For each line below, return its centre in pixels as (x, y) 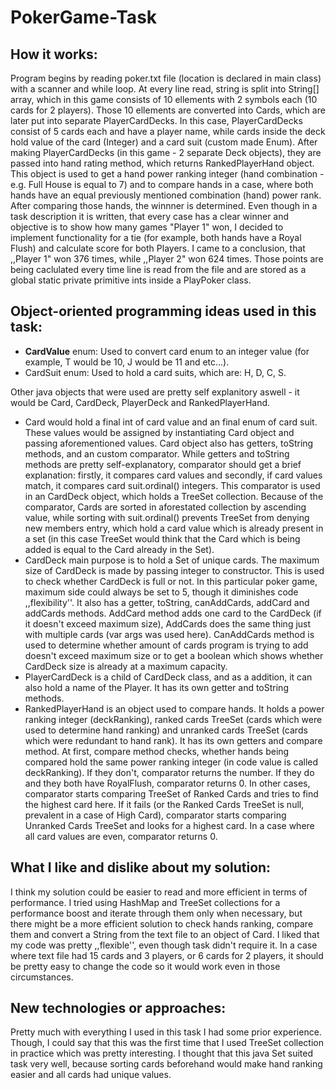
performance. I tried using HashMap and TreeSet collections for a (145, 902)
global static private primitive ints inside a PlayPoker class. (131, 280)
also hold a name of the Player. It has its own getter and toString (156, 687)
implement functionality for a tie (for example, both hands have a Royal (156, 237)
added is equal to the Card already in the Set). (119, 549)
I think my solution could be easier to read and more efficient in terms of (159, 892)
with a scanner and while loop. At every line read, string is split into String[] (165, 89)
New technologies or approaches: (118, 1008)
